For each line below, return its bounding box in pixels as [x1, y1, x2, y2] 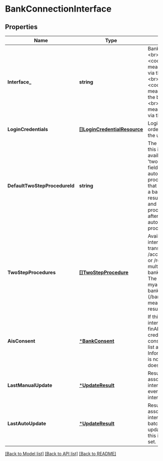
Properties [5, 23, 38, 31]
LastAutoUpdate [7, 420, 46, 427]
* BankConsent [79, 338, 114, 344]
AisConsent [7, 338, 35, 344]
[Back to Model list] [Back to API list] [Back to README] [5, 451, 116, 457]
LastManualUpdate [7, 382, 52, 389]
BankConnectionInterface [5, 3, 112, 15]
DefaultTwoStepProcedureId [7, 182, 75, 189]
